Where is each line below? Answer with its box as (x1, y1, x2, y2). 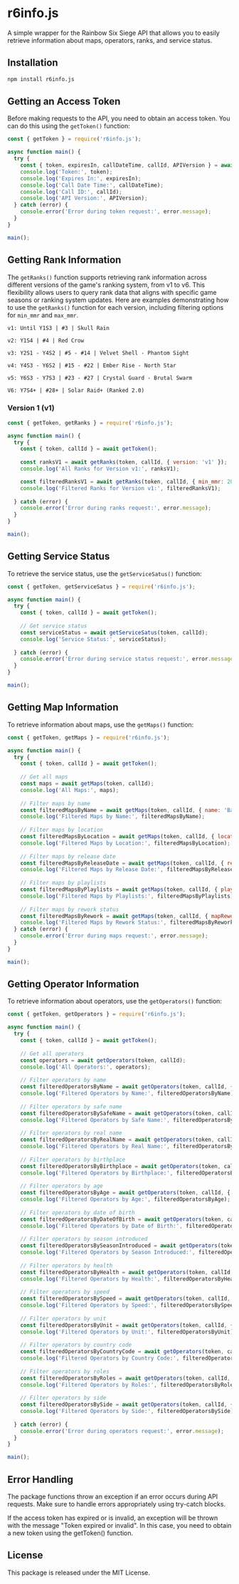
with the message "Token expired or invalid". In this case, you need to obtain (7, 1521, 232, 1530)
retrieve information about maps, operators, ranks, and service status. (7, 36, 213, 44)
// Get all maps (20, 773, 69, 781)
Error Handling (7, 1473, 73, 1486)
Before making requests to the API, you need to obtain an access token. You (7, 114, 230, 123)
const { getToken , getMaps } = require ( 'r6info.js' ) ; (7, 734, 171, 741)
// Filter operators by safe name (20, 1103, 122, 1110)
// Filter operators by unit (20, 1315, 107, 1322)
